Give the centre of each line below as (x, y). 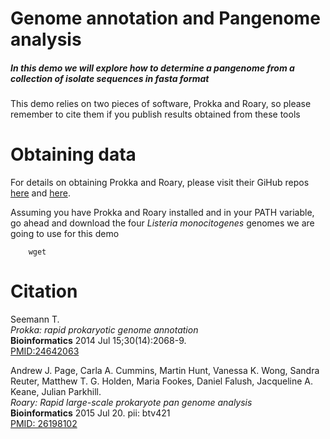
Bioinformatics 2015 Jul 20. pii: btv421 (90, 413)
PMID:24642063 (45, 351)
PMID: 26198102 (44, 424)
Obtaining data (73, 154)
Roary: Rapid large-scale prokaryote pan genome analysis (131, 403)
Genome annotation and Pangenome (165, 18)
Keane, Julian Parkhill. (56, 392)
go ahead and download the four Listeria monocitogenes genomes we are (162, 223)
